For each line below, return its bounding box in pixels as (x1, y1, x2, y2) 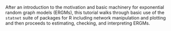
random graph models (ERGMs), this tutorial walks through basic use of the (5, 9, 165, 15)
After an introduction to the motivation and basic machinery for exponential (5, 4, 164, 10)
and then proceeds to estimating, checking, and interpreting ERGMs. (5, 20, 150, 26)
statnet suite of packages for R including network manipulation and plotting (5, 15, 166, 20)
